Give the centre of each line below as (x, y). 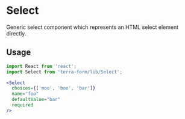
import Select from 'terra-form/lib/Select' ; (64, 72)
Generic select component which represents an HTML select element (92, 27)
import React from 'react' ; (42, 66)
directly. (16, 33)
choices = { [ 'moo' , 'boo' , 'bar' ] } (54, 88)
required (23, 105)
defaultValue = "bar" (36, 100)
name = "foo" (25, 94)
